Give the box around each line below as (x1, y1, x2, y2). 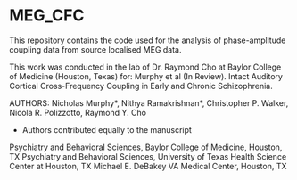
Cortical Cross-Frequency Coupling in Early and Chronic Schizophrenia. (9, 80, 274, 91)
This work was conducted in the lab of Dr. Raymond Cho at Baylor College (9, 61, 282, 72)
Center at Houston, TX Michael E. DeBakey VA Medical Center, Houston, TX (9, 160, 287, 171)
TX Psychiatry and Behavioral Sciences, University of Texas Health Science (9, 151, 287, 161)
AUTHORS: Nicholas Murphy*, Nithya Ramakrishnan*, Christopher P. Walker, (9, 97, 289, 108)
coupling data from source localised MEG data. (9, 44, 182, 54)
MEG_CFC (9, 5, 85, 26)
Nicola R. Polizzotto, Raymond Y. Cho (9, 107, 147, 118)
